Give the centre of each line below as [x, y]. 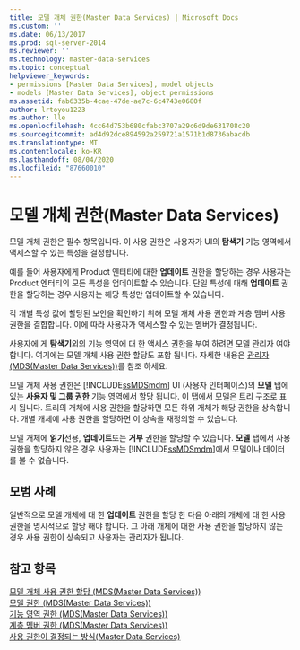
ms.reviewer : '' [39, 51]
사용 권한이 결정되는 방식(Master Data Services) [95, 636]
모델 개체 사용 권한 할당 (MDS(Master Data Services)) [105, 591]
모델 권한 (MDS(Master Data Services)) [81, 602]
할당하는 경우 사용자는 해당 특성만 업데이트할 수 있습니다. [125, 294]
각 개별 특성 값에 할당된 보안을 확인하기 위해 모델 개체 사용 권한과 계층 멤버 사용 [148, 313]
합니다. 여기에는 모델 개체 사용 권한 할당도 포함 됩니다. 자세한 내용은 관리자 [139, 355]
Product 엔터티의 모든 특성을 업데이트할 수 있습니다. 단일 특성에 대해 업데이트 [144, 283]
